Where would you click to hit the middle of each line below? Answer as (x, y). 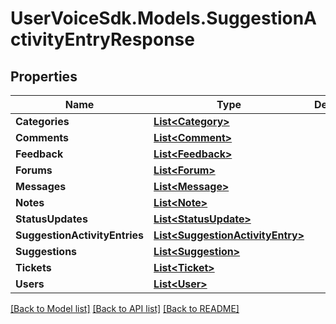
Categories (42, 121)
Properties (44, 76)
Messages (41, 186)
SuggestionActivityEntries (80, 235)
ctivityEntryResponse (102, 39)
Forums (34, 170)
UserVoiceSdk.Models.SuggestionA (164, 18)
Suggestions (46, 251)
